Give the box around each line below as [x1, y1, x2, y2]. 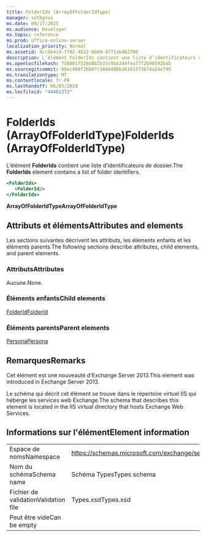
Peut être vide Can [9, 513, 61, 522]
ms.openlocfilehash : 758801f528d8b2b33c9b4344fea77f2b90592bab [6, 60, 172, 66]
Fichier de [9, 487, 39, 496]
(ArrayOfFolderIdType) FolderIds [6, 128, 175, 142]
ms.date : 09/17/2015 [6, 20, 59, 26]
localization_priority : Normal [6, 44, 86, 50]
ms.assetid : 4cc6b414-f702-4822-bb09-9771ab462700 [6, 49, 139, 55]
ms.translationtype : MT [6, 72, 67, 78]
